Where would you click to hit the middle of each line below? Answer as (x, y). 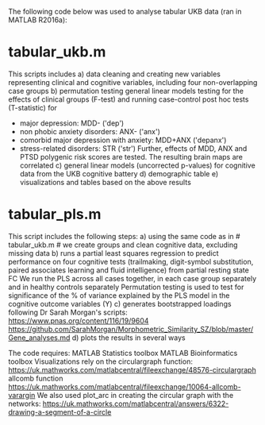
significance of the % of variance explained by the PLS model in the (119, 295)
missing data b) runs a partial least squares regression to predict (114, 253)
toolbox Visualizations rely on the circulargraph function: (100, 361)
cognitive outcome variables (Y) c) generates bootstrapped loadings (120, 303)
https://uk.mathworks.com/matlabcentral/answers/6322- (136, 404)
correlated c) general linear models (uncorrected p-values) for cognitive (137, 165)
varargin (22, 395)
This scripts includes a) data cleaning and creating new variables (114, 74)
